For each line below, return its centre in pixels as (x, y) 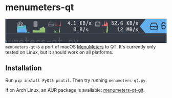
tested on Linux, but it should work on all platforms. (59, 52)
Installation (24, 68)
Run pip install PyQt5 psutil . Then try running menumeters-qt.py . (76, 80)
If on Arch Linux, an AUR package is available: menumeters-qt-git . (75, 90)
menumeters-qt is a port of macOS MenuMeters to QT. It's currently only (81, 46)
